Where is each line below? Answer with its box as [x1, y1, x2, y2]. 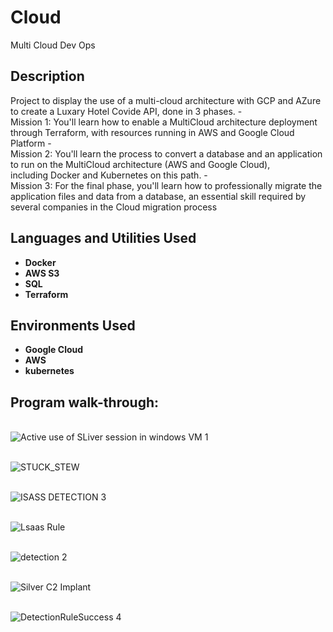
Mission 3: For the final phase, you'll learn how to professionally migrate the [10, 179, 323, 191]
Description [10, 68, 85, 85]
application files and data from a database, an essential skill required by [10, 190, 307, 202]
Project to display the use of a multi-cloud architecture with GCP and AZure [10, 94, 322, 106]
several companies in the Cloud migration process [10, 201, 218, 213]
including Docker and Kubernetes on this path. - [10, 169, 208, 181]
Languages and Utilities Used [10, 230, 197, 247]
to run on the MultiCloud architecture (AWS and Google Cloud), [10, 158, 271, 170]
